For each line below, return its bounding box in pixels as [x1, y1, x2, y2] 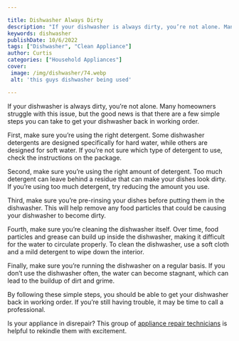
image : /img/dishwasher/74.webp [10, 69, 107, 77]
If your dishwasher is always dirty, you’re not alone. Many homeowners [7, 102, 216, 110]
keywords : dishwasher [7, 30, 72, 37]
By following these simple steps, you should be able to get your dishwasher [7, 290, 229, 298]
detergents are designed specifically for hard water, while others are [7, 138, 208, 146]
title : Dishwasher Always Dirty [7, 16, 103, 23]
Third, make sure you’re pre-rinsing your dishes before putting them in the [7, 196, 225, 205]
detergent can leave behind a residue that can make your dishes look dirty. [7, 175, 227, 183]
